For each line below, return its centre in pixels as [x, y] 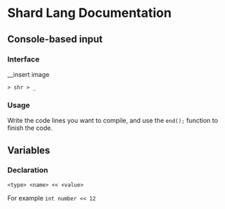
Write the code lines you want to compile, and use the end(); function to [112, 121]
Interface [24, 59]
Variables [29, 150]
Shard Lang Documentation [90, 13]
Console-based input [55, 39]
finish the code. [30, 128]
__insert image [28, 74]
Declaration [28, 170]
